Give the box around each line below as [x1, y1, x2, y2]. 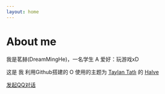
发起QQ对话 [6, 81, 36, 88]
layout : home [6, 8, 39, 15]
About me [6, 34, 57, 48]
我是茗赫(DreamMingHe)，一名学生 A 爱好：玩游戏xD [6, 55, 139, 63]
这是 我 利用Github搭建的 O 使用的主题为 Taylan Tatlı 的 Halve [6, 68, 159, 75]
